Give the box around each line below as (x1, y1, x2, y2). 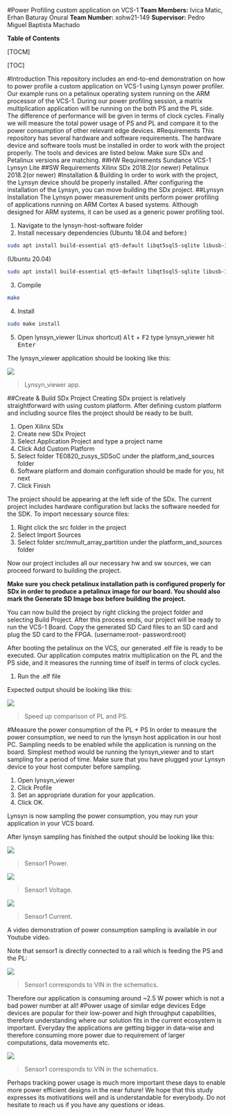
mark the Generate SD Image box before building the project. (7, 595, 186, 603)
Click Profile (17, 783, 52, 792)
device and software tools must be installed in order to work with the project (7, 141, 225, 149)
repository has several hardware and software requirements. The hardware (7, 134, 222, 142)
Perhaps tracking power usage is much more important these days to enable (7, 1078, 226, 1087)
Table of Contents (7, 34, 60, 42)
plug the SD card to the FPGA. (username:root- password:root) (7, 630, 187, 638)
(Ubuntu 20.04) (7, 254, 52, 263)
